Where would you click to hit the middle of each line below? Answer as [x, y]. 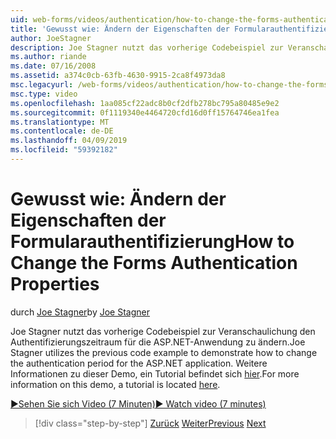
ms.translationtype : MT [60, 122]
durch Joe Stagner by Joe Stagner [80, 312]
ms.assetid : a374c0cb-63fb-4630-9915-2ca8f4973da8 [118, 76]
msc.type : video [44, 94]
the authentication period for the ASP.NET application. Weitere [139, 363]
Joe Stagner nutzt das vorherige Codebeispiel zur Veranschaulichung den [163, 331]
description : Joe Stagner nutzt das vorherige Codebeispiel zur [147, 47]
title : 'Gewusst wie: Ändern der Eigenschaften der [120, 29]
